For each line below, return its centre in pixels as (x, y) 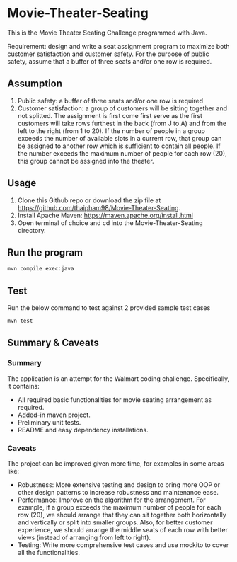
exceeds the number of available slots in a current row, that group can (120, 138)
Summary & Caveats (53, 343)
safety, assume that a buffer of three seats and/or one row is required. (110, 61)
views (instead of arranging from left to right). (84, 537)
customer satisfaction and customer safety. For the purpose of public (108, 54)
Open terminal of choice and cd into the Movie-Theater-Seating (110, 223)
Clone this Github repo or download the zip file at (89, 200)
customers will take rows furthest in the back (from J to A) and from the (122, 123)
